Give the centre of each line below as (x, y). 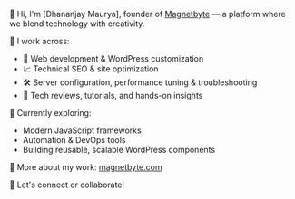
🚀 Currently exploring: (50, 113)
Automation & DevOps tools (74, 140)
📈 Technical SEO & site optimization (90, 69)
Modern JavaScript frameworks (82, 130)
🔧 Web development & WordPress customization (113, 58)
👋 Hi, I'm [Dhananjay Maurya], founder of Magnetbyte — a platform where (147, 14)
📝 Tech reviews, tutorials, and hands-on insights (113, 95)
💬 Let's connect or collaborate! (67, 185)
